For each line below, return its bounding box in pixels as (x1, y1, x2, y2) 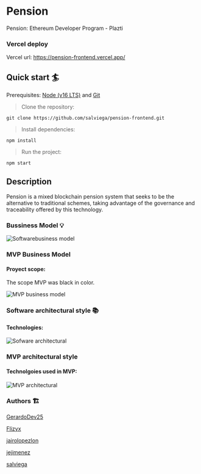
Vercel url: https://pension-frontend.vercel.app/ (6, 54, 125, 61)
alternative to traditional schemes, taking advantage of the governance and (6, 199, 195, 206)
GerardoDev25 (6, 413, 44, 420)
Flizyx (6, 425, 21, 432)
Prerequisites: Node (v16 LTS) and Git (6, 92, 100, 99)
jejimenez (6, 448, 30, 456)
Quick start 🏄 (6, 72, 60, 82)
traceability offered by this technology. (6, 206, 104, 213)
